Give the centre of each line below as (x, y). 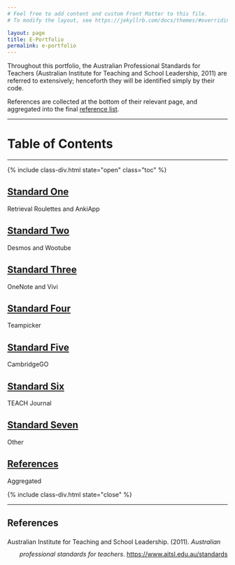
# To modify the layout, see (50, 20)
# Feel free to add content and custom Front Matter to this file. (108, 14)
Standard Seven (43, 425)
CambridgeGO (28, 364)
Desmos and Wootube (39, 247)
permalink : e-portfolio (42, 46)
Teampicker (24, 326)
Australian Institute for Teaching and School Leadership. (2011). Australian (114, 542)
